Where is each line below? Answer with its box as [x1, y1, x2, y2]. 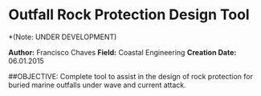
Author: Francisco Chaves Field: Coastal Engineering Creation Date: [8, 47, 237, 57]
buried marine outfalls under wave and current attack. [8, 80, 186, 90]
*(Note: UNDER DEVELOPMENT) [8, 32, 117, 42]
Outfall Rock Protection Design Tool [8, 6, 251, 24]
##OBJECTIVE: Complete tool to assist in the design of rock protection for [8, 71, 253, 81]
